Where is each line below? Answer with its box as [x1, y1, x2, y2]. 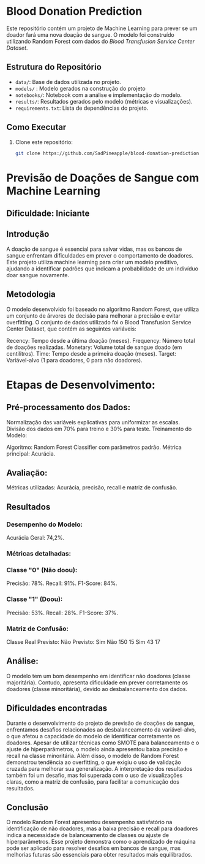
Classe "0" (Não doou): [6, 565, 78, 574]
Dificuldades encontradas [6, 703, 108, 714]
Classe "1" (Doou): [6, 595, 63, 603]
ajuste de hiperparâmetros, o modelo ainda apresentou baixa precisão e [6, 745, 188, 752]
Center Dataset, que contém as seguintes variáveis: [6, 325, 136, 332]
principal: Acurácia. [6, 449, 56, 457]
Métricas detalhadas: [6, 549, 72, 558]
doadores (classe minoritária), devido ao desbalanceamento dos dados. [6, 685, 188, 692]
